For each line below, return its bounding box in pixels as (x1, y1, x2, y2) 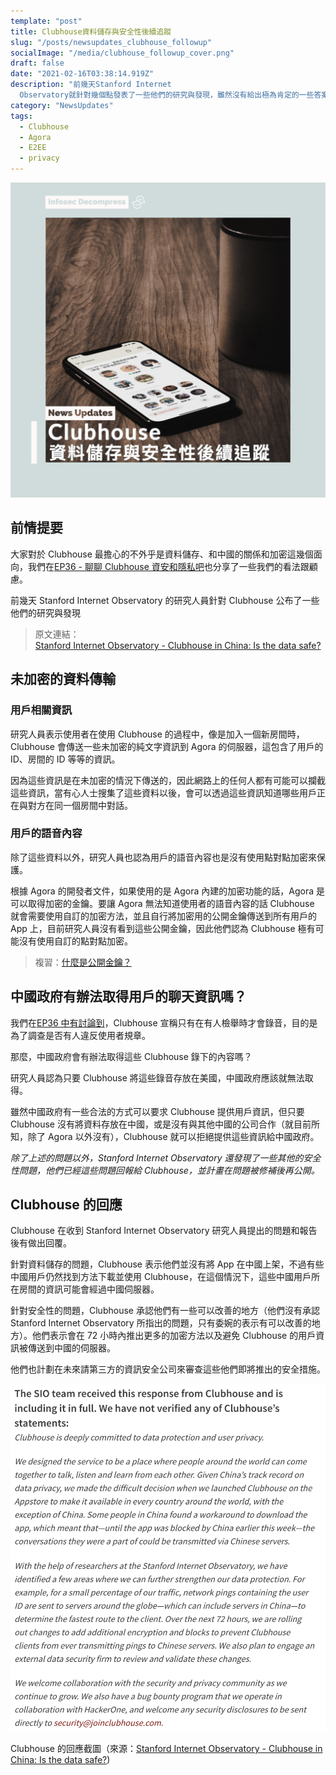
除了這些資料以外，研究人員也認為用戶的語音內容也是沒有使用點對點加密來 (10, 851, 317, 863)
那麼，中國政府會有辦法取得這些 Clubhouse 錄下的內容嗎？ (10, 1050, 253, 1062)
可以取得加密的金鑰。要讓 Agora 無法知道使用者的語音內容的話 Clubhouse (10, 897, 315, 909)
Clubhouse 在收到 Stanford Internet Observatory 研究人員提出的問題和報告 (10, 1225, 318, 1237)
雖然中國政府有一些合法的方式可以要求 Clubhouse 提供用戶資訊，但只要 (10, 1105, 305, 1117)
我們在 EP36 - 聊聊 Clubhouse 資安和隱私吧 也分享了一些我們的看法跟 (27, 560, 310, 572)
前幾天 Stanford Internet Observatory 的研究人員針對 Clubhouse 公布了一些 (10, 594, 320, 606)
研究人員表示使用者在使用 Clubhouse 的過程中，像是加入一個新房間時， (10, 728, 305, 740)
